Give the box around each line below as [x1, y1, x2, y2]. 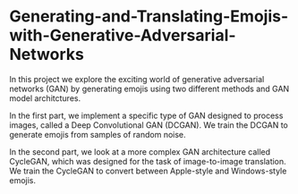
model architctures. [9, 92, 81, 104]
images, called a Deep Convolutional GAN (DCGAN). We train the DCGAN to [9, 119, 289, 131]
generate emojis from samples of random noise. [9, 129, 186, 139]
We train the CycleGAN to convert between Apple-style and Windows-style [9, 165, 287, 176]
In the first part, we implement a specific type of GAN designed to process [9, 110, 284, 121]
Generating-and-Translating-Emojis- [9, 6, 289, 27]
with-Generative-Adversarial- [9, 25, 236, 46]
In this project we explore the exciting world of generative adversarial [9, 73, 265, 84]
